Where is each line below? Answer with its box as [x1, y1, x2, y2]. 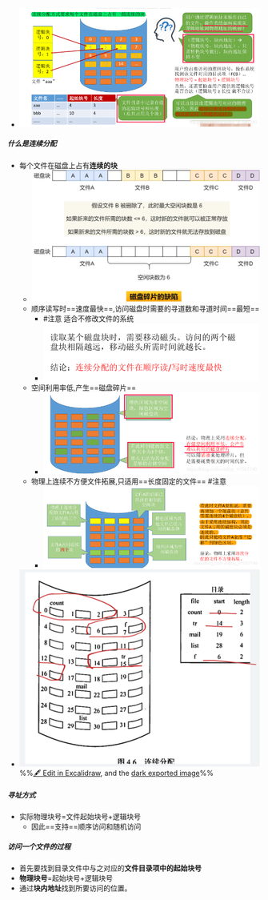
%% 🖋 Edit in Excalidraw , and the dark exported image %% [18, 768, 214, 777]
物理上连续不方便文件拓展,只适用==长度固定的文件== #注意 [30, 476, 227, 486]
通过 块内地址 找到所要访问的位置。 [18, 883, 132, 893]
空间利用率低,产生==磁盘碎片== [30, 383, 137, 392]
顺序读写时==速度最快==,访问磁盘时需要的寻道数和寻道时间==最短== [30, 303, 260, 313]
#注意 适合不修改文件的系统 [42, 313, 134, 323]
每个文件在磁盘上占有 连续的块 [18, 160, 118, 170]
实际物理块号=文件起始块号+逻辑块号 [18, 812, 142, 822]
